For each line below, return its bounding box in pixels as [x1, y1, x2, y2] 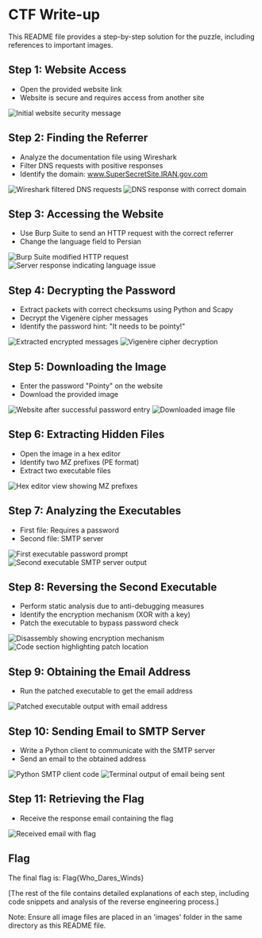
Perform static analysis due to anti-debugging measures [19, 602, 205, 611]
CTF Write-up [8, 6, 101, 24]
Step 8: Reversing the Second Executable [8, 581, 218, 594]
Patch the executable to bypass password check [19, 618, 179, 628]
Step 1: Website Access [8, 63, 127, 77]
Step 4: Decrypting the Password [8, 283, 176, 297]
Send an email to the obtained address [19, 754, 147, 763]
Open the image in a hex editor [19, 448, 121, 458]
